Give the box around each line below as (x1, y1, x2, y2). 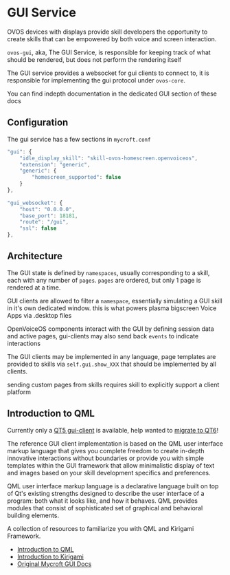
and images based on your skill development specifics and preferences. (7, 468, 211, 477)
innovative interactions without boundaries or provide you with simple (7, 454, 205, 462)
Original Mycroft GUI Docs (16, 559, 92, 568)
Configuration (7, 117, 69, 129)
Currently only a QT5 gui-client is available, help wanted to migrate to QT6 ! (7, 426, 218, 434)
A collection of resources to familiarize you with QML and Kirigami (7, 524, 194, 532)
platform (7, 387, 31, 396)
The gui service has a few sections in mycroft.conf (7, 135, 151, 143)
